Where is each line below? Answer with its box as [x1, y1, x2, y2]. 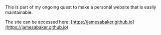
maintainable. [5, 9, 33, 15]
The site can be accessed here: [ [5, 19, 73, 25]
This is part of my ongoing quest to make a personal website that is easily [5, 4, 157, 10]
